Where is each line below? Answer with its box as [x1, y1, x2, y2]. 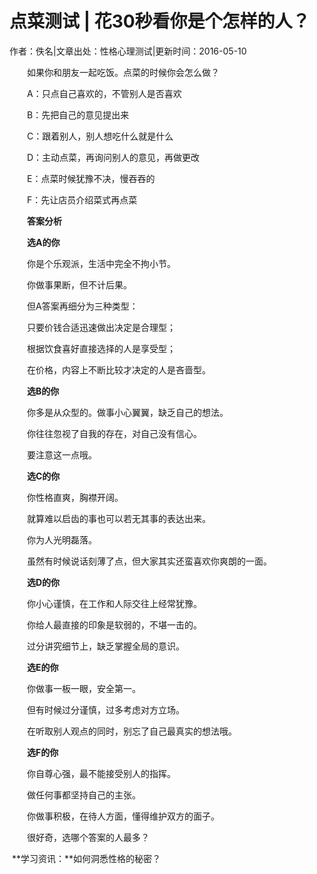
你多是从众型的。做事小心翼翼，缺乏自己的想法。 [26, 406, 229, 418]
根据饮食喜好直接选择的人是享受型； [26, 342, 176, 354]
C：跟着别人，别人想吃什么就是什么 [26, 130, 174, 142]
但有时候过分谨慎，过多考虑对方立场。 [26, 703, 185, 716]
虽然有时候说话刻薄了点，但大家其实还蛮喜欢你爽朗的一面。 [26, 555, 272, 567]
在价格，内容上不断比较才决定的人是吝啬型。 [26, 363, 211, 376]
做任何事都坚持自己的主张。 [26, 788, 141, 801]
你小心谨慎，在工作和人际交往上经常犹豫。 [26, 597, 202, 609]
